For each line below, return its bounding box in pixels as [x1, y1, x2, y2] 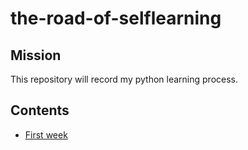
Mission [10, 47, 62, 64]
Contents [10, 102, 70, 119]
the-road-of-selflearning [10, 7, 222, 30]
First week [24, 128, 68, 141]
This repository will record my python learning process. [10, 73, 238, 85]
